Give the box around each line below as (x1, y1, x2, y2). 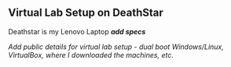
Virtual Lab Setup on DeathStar (8, 6, 163, 19)
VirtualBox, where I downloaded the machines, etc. (8, 50, 174, 59)
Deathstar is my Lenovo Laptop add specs (8, 26, 146, 36)
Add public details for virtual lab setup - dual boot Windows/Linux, (8, 42, 224, 51)
